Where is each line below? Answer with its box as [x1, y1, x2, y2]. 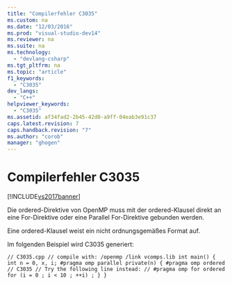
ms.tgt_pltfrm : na [7, 62, 60, 69]
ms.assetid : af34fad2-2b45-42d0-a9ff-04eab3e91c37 [7, 113, 157, 120]
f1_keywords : [7, 74, 45, 82]
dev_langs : [7, 88, 39, 95]
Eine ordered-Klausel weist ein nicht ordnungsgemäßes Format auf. [7, 227, 200, 235]
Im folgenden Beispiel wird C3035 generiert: [7, 241, 134, 249]
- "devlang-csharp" [13, 56, 70, 63]
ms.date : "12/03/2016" [7, 23, 73, 30]
